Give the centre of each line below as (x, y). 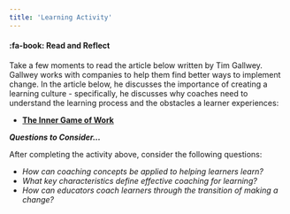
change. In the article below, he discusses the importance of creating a (138, 84)
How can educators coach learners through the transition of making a (150, 190)
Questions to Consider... (55, 137)
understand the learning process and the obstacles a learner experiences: (144, 103)
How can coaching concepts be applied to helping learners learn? (142, 171)
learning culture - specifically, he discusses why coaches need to (129, 93)
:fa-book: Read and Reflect (60, 46)
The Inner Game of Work (68, 119)
